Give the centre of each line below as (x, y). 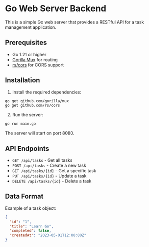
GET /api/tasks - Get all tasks (42, 160)
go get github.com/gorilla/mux (37, 101)
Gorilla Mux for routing (35, 60)
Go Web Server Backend (56, 9)
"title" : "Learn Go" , (32, 226)
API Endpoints (27, 148)
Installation (23, 80)
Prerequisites (26, 43)
